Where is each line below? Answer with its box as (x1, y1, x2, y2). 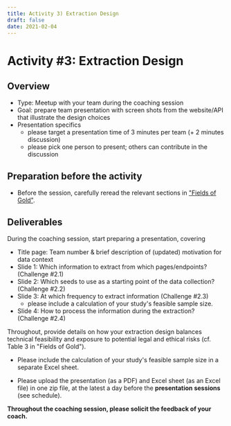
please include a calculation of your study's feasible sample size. (27, 299, 213, 308)
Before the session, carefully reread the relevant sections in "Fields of (17, 188, 216, 197)
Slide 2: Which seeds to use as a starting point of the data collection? (17, 278, 215, 285)
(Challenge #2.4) (17, 314, 66, 322)
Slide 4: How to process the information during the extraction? (17, 307, 195, 315)
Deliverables (7, 216, 63, 228)
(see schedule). (17, 391, 62, 399)
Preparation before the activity (7, 170, 142, 182)
